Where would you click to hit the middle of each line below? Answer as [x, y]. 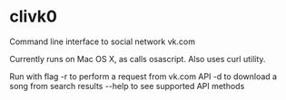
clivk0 [33, 17]
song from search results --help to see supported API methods [127, 86]
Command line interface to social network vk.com [102, 41]
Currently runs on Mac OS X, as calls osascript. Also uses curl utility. [138, 59]
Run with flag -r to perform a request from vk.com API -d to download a [143, 76]
